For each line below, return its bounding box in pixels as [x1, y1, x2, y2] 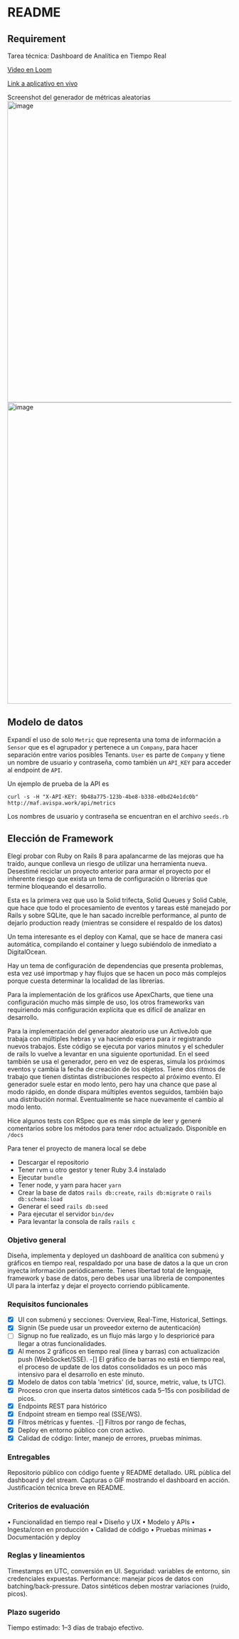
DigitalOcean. [7, 947, 48, 956]
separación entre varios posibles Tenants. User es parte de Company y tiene [7, 750, 225, 759]
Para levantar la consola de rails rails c [17, 1217, 136, 1225]
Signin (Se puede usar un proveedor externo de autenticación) [17, 1324, 201, 1332]
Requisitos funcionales [7, 1299, 89, 1309]
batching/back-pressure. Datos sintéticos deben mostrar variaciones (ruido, [7, 1581, 230, 1591]
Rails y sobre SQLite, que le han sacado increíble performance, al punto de [7, 911, 227, 919]
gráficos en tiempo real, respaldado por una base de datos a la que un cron [7, 1258, 229, 1267]
